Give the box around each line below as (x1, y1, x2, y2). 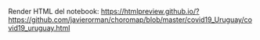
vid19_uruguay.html (8, 24, 70, 32)
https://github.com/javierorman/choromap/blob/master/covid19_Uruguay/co (8, 15, 253, 24)
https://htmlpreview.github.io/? (100, 7, 200, 16)
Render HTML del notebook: (8, 7, 99, 16)
